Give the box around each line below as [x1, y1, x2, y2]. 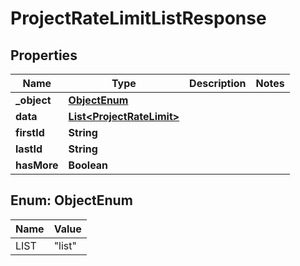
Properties [10, 47, 78, 64]
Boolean [68, 158, 109, 172]
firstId [15, 126, 45, 139]
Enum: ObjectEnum [10, 192, 133, 209]
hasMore [15, 158, 59, 172]
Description [189, 77, 247, 90]
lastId [15, 142, 43, 156]
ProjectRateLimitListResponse [10, 7, 267, 30]
